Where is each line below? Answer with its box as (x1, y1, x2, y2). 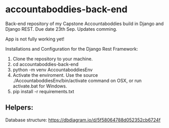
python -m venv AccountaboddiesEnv (12, 67, 93, 73)
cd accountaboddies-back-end (12, 61, 79, 67)
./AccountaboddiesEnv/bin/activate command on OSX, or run (12, 77, 142, 83)
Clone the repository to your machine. (12, 55, 93, 62)
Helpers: (5, 103, 33, 112)
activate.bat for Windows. (12, 83, 68, 89)
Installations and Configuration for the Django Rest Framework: (5, 46, 138, 52)
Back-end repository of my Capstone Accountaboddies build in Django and (5, 20, 164, 27)
